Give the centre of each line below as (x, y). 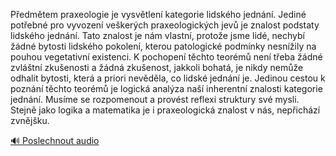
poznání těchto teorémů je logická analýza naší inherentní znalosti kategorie (166, 88)
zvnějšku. (30, 120)
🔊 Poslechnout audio (55, 140)
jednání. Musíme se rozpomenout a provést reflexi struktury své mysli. (155, 99)
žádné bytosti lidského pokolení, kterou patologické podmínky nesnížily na (163, 46)
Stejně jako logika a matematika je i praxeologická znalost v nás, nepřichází (165, 110)
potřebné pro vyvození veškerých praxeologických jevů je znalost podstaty (165, 25)
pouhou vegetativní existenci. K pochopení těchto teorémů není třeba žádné (166, 57)
